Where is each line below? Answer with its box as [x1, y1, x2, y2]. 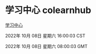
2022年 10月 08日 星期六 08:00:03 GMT [5, 43, 87, 49]
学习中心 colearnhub [5, 4, 91, 16]
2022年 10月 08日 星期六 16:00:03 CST [5, 32, 85, 38]
